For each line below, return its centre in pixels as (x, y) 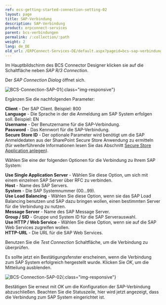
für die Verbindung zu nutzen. (36, 206)
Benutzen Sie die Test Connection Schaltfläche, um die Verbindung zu (77, 242)
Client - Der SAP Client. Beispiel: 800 (43, 109)
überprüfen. (17, 247)
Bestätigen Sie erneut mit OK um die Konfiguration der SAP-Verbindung (78, 286)
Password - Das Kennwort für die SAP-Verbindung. (57, 129)
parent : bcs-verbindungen (32, 33)
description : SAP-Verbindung (35, 23)
